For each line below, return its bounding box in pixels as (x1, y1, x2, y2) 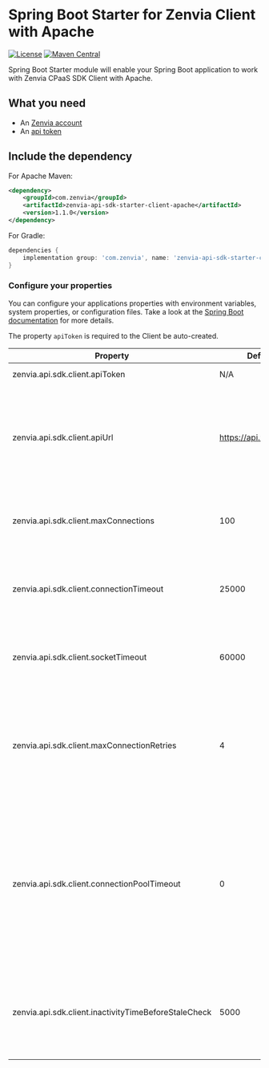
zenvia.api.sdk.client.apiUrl (12, 432, 114, 443)
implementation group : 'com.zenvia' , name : (22, 254, 171, 262)
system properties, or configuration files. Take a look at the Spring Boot (8, 307, 244, 316)
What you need (8, 96, 86, 110)
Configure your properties (8, 280, 113, 291)
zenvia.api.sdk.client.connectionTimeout (12, 583, 164, 595)
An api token (19, 126, 62, 136)
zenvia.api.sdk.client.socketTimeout (12, 652, 147, 663)
